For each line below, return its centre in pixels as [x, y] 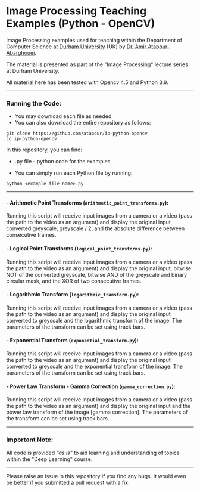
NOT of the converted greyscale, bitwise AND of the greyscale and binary [97, 274]
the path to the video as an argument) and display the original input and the [99, 406]
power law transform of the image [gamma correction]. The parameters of [97, 412]
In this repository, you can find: [44, 150]
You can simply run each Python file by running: [74, 173]
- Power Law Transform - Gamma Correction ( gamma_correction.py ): [91, 386]
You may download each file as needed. [64, 116]
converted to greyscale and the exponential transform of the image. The [95, 366]
